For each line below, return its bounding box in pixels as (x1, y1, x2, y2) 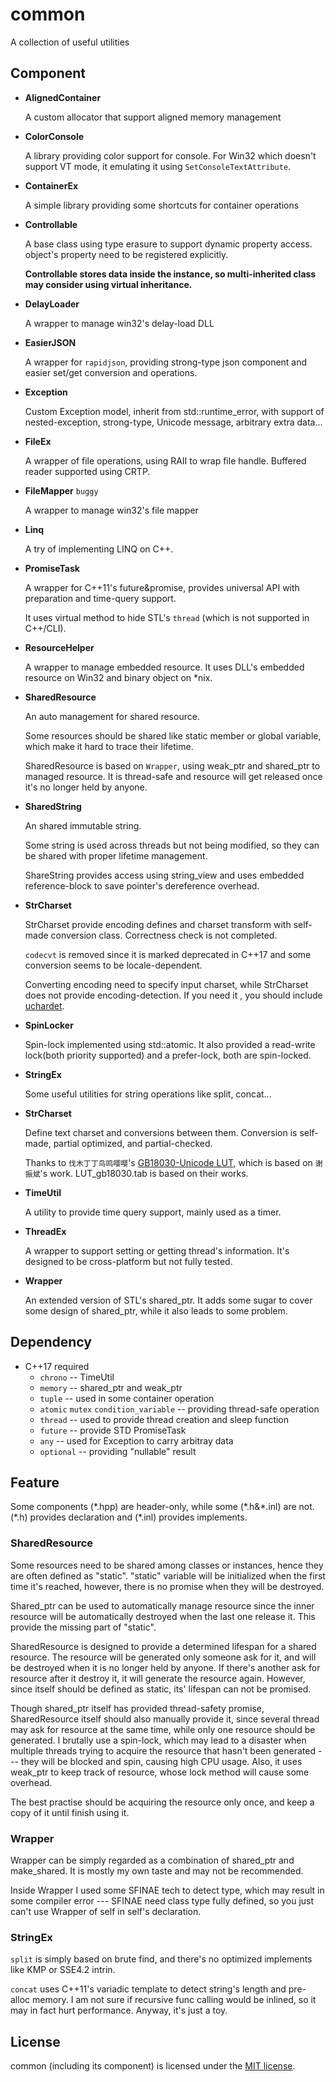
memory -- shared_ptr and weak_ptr (39, 1381, 183, 1393)
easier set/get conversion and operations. (24, 366, 198, 378)
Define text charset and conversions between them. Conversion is (24, 1126, 298, 1138)
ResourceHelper (24, 641, 95, 653)
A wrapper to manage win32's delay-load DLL (24, 317, 215, 329)
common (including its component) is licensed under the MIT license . (10, 2060, 296, 2072)
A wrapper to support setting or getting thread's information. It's (24, 1244, 290, 1257)
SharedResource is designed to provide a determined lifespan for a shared (10, 1640, 317, 1652)
